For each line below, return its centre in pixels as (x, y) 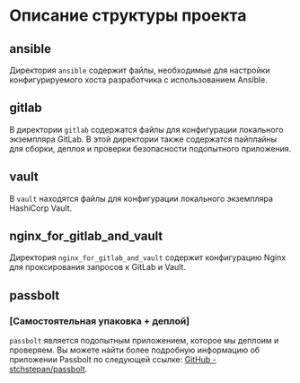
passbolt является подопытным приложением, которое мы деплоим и (144, 341)
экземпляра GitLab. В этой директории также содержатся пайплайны (143, 139)
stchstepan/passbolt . (49, 370)
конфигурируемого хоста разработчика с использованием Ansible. (138, 80)
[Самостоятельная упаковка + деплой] (100, 321)
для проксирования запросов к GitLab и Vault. (97, 267)
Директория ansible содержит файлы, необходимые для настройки (140, 70)
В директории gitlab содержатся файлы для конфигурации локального (146, 129)
